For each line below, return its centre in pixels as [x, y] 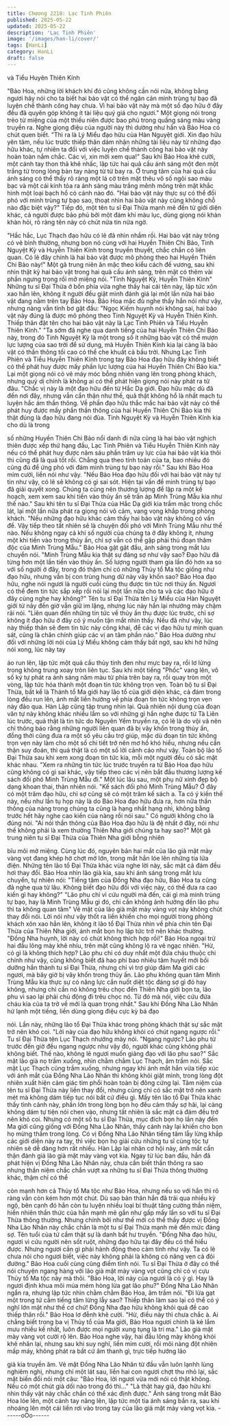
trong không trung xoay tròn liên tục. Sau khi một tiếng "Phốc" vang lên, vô [113, 670]
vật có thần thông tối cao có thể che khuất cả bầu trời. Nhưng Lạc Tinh [107, 352]
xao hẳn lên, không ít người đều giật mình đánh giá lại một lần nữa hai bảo [111, 294]
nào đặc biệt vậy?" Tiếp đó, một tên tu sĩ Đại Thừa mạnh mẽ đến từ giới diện [114, 207]
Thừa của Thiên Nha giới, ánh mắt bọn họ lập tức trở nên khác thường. [106, 931]
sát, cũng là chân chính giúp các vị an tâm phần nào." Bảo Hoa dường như [112, 634]
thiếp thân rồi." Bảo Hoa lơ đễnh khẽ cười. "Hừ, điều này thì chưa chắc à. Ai [113, 1315]
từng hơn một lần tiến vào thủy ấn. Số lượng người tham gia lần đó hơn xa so [114, 562]
